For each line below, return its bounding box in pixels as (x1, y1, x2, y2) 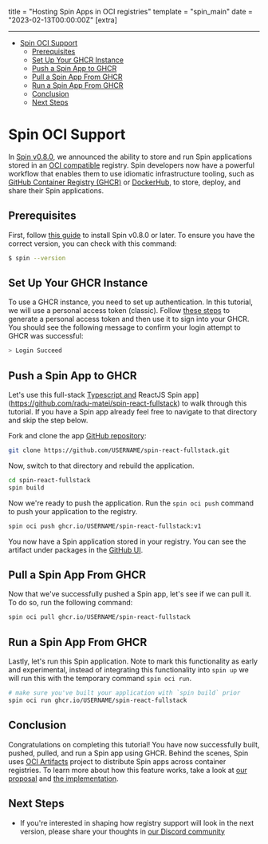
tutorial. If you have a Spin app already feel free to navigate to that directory (8, 407, 258, 417)
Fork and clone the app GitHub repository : (8, 431, 147, 441)
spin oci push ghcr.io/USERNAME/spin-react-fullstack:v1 (8, 522, 202, 530)
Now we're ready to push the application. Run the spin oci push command (8, 498, 254, 508)
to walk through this (181, 398, 247, 408)
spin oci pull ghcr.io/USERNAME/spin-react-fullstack (8, 613, 191, 621)
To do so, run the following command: (8, 598, 133, 608)
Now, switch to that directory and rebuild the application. (8, 461, 195, 470)
